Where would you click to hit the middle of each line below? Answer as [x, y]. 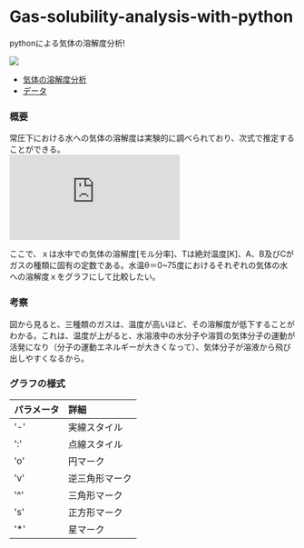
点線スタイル [95, 444]
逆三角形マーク [100, 478]
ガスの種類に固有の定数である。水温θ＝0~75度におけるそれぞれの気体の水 [149, 265]
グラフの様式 [38, 384]
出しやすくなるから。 [49, 358]
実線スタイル [95, 427]
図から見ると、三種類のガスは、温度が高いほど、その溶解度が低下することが [152, 324]
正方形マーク [95, 513]
